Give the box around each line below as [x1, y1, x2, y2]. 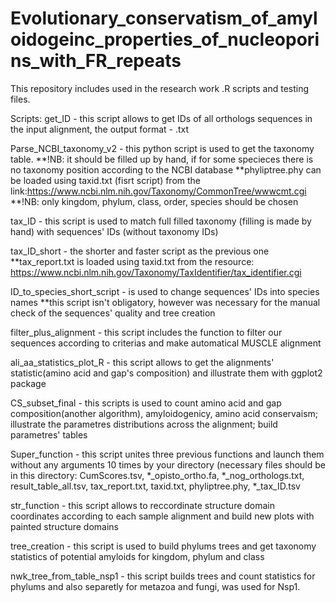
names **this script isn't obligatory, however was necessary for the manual [10, 296, 321, 308]
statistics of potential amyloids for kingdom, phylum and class [10, 550, 265, 562]
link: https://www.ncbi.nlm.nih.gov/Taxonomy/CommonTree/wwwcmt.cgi [10, 185, 307, 197]
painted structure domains [10, 520, 120, 532]
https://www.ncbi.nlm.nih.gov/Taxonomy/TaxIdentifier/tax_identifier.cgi [10, 266, 302, 278]
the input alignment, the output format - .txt [10, 123, 190, 135]
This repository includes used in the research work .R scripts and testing [10, 82, 310, 94]
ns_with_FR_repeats [10, 50, 182, 72]
